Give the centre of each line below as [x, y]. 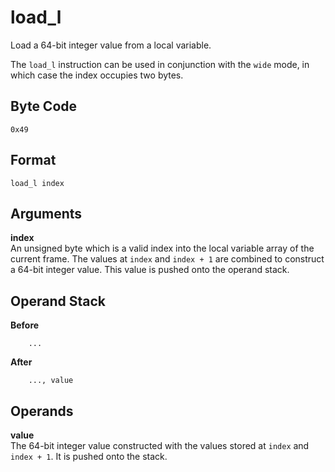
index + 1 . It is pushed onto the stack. [89, 456]
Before [25, 325]
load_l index [37, 183]
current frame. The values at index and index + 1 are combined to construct [167, 259]
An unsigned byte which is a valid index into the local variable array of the [162, 248]
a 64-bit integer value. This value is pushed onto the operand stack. [150, 270]
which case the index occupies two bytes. [97, 75]
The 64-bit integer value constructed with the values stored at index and [160, 445]
